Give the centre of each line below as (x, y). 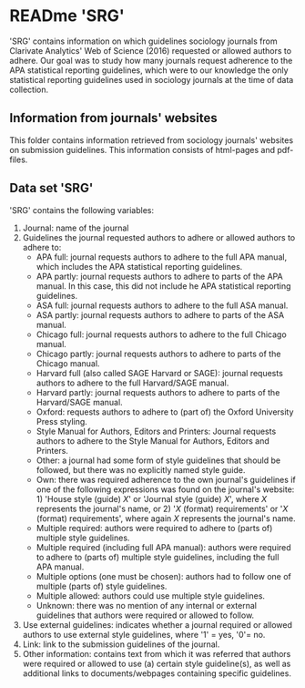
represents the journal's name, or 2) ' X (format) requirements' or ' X (162, 508)
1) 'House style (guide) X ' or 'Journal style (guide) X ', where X (152, 498)
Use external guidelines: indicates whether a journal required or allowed (158, 624)
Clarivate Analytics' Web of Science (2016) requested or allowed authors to (151, 50)
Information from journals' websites (114, 118)
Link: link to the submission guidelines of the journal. (121, 644)
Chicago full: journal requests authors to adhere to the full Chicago (161, 334)
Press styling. (62, 421)
